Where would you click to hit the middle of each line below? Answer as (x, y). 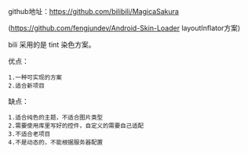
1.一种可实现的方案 (35, 77)
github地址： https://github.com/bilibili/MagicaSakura (93, 11)
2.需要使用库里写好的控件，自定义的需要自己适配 (76, 126)
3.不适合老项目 (29, 134)
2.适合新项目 (26, 86)
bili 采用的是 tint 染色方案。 (52, 44)
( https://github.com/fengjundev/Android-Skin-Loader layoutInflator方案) (124, 28)
